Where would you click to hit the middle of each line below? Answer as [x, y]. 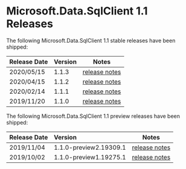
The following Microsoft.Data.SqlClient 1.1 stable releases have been [91, 40]
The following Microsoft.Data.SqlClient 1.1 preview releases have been [93, 116]
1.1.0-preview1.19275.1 [90, 157]
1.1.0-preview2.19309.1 [90, 147]
